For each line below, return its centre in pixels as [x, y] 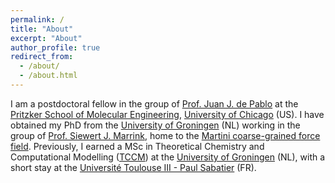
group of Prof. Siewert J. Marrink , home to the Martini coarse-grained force [165, 135]
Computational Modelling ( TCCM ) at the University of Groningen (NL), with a [168, 157]
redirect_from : [42, 57]
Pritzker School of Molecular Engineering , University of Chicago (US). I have [167, 114]
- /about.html [48, 76]
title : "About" [42, 29]
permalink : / [37, 19]
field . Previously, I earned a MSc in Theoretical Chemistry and [137, 146]
